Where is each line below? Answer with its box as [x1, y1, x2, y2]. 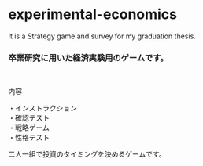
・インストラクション [8, 103, 77, 113]
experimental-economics [8, 5, 178, 23]
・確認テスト [8, 114, 50, 123]
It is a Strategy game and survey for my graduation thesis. [8, 31, 197, 41]
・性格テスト [8, 133, 50, 143]
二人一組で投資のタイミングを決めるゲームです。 [8, 150, 167, 159]
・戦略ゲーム [8, 123, 50, 132]
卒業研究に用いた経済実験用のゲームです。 [8, 52, 169, 63]
